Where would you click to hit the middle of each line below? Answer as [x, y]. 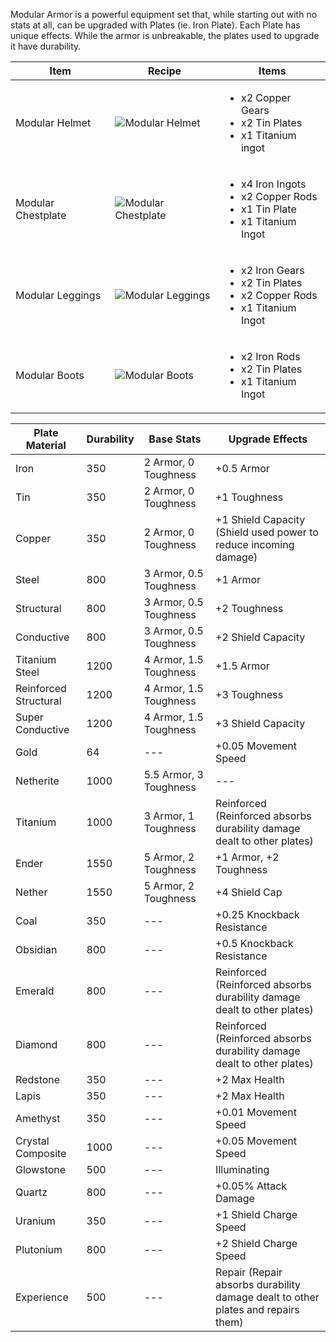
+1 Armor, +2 [247, 857]
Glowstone [41, 1169]
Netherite [37, 781]
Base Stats [175, 439]
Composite [41, 1153]
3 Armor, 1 [169, 816]
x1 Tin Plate [268, 209]
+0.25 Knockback [257, 914]
